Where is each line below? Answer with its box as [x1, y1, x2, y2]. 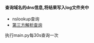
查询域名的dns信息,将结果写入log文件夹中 [5, 4, 89, 10]
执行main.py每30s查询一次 [5, 32, 58, 38]
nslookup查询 [12, 16, 40, 22]
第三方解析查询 [12, 22, 42, 28]
